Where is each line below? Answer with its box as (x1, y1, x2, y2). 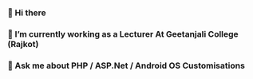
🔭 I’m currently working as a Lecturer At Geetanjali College (7, 28, 239, 39)
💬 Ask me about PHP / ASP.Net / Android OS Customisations (7, 60, 245, 71)
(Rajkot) (7, 38, 39, 49)
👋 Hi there (7, 7, 47, 18)
